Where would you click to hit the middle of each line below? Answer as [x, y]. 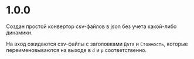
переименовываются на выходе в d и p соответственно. [76, 50]
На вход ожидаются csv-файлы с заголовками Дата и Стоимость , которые [97, 44]
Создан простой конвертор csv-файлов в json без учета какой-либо [91, 26]
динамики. [19, 32]
